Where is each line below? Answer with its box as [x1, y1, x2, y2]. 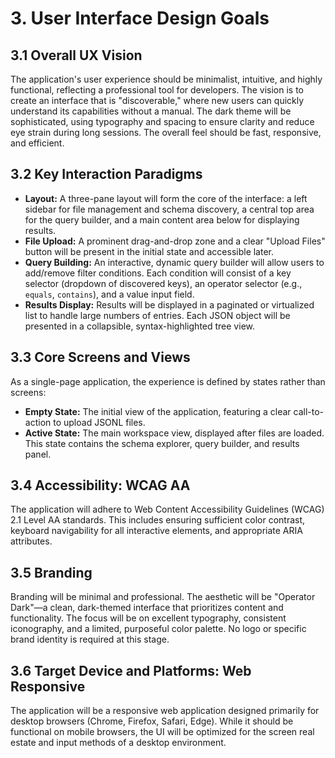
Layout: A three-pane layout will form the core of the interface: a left [24, 192, 308, 204]
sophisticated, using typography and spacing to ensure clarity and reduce [10, 116, 315, 127]
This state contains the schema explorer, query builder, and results [24, 437, 300, 449]
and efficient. [10, 137, 65, 149]
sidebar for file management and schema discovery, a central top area [24, 203, 315, 215]
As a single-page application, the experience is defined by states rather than [10, 375, 326, 387]
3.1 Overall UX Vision [10, 47, 143, 64]
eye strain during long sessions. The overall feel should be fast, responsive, [10, 127, 322, 138]
